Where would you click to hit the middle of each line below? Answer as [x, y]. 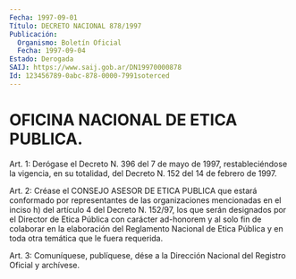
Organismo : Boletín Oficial [70, 42]
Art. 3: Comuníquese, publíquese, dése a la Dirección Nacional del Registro [148, 255]
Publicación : [34, 34]
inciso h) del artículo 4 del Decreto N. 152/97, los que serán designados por [148, 209]
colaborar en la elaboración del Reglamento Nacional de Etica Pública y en [146, 228]
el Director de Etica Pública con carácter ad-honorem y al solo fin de [135, 219]
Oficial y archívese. [45, 265]
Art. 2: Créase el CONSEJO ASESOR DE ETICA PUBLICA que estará [133, 190]
